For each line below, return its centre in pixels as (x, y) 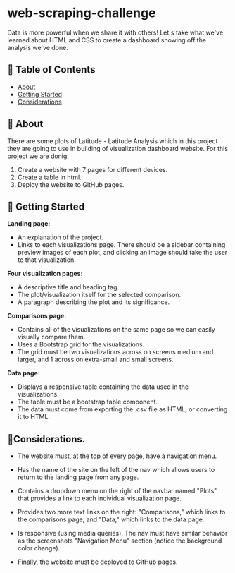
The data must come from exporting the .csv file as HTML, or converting (122, 409)
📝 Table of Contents (51, 70)
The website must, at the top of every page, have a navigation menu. (117, 456)
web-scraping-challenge (82, 13)
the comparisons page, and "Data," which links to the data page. (111, 519)
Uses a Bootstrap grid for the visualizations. (81, 344)
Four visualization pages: (45, 274)
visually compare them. (51, 337)
